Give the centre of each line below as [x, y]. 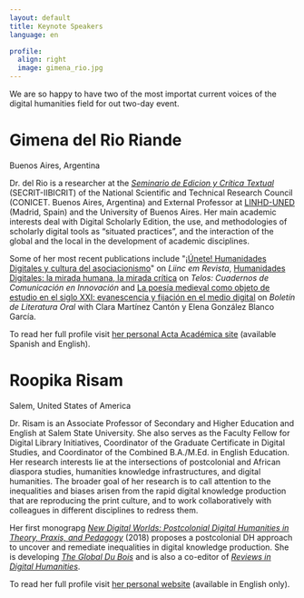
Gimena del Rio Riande [96, 140]
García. [23, 316]
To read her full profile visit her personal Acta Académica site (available [143, 334]
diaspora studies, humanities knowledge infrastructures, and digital [135, 471]
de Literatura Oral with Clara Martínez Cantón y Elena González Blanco [142, 306]
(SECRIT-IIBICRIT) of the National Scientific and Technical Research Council [151, 193]
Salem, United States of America [70, 405]
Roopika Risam [67, 380]
